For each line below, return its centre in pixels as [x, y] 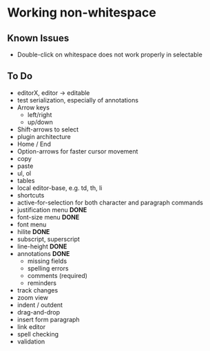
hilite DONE [33, 231]
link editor [31, 327]
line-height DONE [42, 246]
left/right [40, 114]
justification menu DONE [52, 210]
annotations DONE [43, 253]
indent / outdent [40, 305]
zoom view [32, 297]
